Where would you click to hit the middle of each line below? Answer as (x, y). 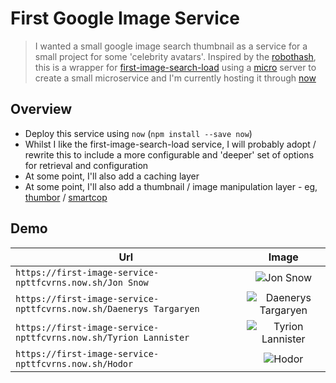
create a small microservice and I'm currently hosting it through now (175, 78)
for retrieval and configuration (86, 165)
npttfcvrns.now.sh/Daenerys (82, 308)
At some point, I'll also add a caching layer (112, 176)
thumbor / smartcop (66, 197)
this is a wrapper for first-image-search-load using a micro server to (175, 67)
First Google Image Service (125, 18)
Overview (41, 109)
